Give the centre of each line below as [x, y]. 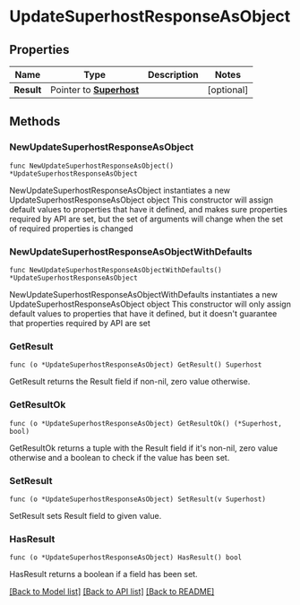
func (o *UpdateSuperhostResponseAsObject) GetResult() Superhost [136, 365]
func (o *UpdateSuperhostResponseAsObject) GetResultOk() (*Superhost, [146, 423]
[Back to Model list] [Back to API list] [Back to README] [112, 592]
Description [173, 75]
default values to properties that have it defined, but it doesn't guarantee [143, 313]
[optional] [228, 90]
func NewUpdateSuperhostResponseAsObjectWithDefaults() [116, 270]
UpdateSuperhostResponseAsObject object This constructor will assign [141, 200]
